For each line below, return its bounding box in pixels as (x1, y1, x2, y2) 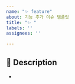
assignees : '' (6, 31, 41, 36)
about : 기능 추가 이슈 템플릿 (6, 14, 70, 20)
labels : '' (6, 25, 33, 31)
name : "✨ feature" (6, 8, 53, 15)
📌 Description (6, 57, 57, 68)
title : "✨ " (6, 19, 37, 25)
